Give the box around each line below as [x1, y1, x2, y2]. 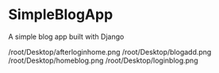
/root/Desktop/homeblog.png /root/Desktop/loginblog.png [8, 56, 198, 65]
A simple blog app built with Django [8, 32, 125, 41]
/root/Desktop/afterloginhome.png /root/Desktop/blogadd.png [8, 47, 212, 56]
